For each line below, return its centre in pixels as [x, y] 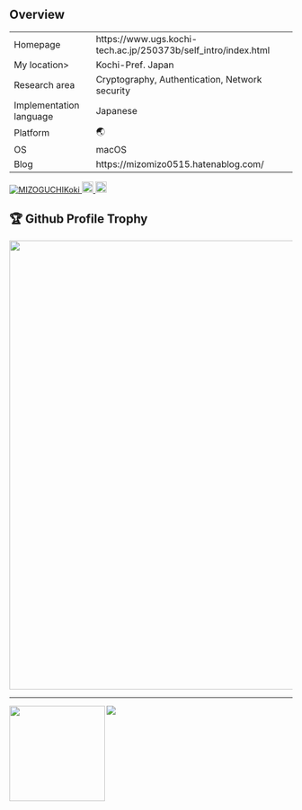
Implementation [47, 105]
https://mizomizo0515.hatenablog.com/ [180, 163]
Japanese [116, 110]
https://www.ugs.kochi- [147, 39]
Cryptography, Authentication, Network [179, 79]
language [34, 116]
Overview [37, 15]
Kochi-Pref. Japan [135, 65]
